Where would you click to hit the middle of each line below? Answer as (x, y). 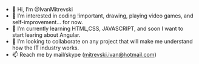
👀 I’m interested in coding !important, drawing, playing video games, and (103, 16)
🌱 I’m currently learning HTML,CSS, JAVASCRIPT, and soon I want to (98, 28)
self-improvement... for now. (47, 22)
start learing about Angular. (46, 35)
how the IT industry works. (46, 48)
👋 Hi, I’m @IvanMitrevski (42, 9)
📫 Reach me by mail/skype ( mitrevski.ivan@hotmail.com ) (84, 55)
